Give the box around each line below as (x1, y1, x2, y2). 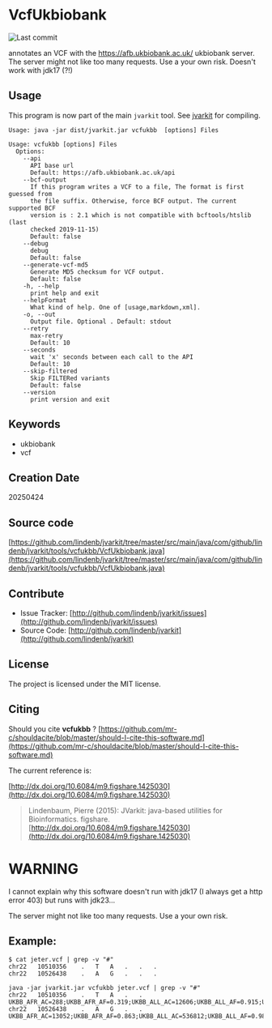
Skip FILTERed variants (29, 374, 111, 382)
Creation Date (8, 471, 80, 484)
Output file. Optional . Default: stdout (29, 318, 172, 326)
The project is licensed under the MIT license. (8, 679, 162, 689)
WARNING (8, 860, 79, 878)
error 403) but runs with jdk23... (8, 895, 116, 905)
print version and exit (29, 395, 111, 403)
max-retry (29, 331, 63, 339)
